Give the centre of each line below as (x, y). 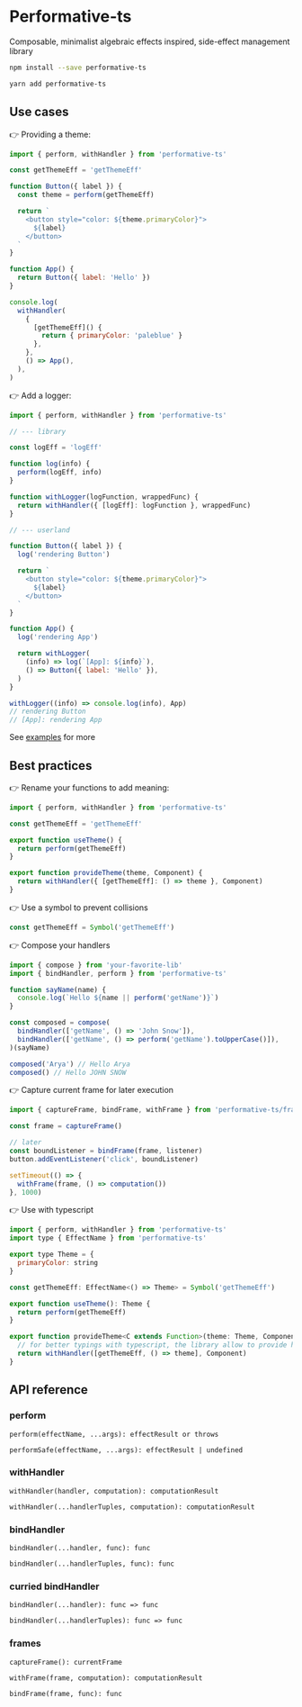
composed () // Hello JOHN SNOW (68, 1072)
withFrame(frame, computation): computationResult (106, 1678)
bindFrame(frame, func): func (66, 1693)
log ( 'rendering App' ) (58, 637)
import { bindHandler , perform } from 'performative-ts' (118, 973)
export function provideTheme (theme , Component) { (106, 873)
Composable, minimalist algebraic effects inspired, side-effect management (150, 41)
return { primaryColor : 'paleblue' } (112, 336)
